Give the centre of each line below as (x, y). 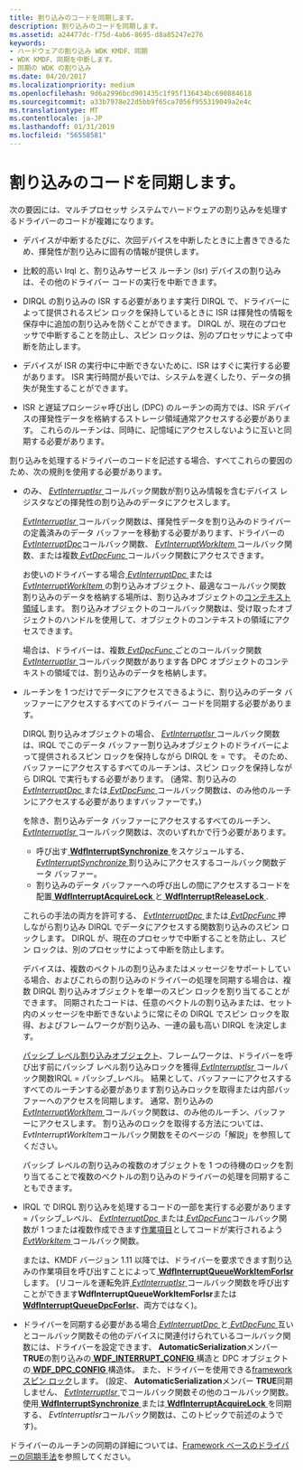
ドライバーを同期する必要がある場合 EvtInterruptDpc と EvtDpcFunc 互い (158, 1324)
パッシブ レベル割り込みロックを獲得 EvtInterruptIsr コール (171, 1066)
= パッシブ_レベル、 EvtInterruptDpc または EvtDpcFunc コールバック (151, 1218)
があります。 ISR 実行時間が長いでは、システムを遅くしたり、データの (152, 377)
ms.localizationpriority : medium (72, 85)
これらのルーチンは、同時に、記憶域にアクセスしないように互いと (162, 429)
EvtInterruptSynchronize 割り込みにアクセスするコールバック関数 (157, 862)
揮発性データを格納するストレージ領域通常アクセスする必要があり (161, 418)
